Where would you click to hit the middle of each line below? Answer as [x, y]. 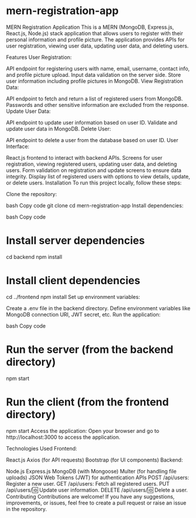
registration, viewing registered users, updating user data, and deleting [92, 164]
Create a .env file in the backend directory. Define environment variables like [98, 308]
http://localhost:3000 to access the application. [63, 437]
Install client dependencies [73, 281]
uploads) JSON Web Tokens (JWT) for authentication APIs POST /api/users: [98, 477]
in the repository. [27, 509]
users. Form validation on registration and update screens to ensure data [94, 170]
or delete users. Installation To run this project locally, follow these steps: [94, 183]
